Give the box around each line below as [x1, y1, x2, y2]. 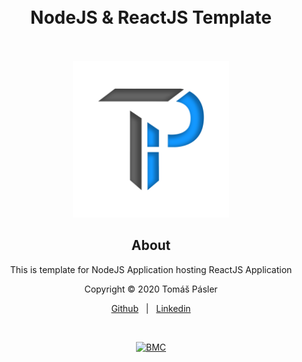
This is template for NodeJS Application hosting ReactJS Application [9, 263, 293, 275]
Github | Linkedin [111, 302, 191, 314]
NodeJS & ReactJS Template [30, 6, 272, 29]
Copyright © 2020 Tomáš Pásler [84, 283, 218, 295]
